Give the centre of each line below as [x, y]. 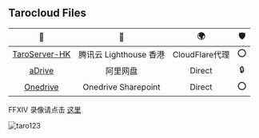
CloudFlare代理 [201, 55]
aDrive [42, 71]
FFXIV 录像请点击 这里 [45, 109]
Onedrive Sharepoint [122, 87]
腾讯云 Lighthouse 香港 [122, 55]
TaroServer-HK [42, 54]
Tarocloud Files [47, 13]
